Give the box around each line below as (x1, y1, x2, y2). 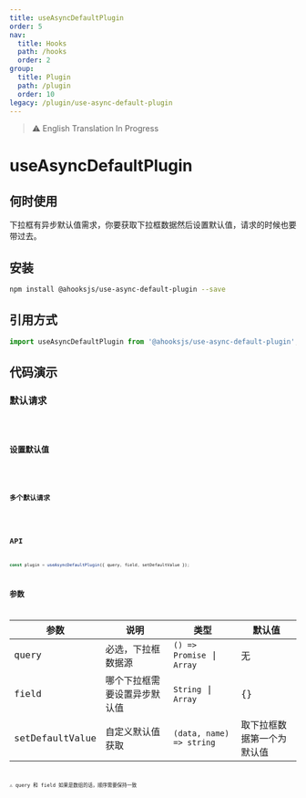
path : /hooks (17, 47, 67, 57)
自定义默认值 (105, 726, 161, 739)
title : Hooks (17, 38, 67, 48)
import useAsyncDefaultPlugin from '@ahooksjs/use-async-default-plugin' (9, 337, 296, 347)
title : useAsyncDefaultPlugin (9, 13, 125, 23)
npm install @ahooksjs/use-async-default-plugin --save (9, 285, 226, 295)
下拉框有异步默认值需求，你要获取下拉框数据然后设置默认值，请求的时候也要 (9, 220, 297, 231)
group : (9, 65, 35, 74)
